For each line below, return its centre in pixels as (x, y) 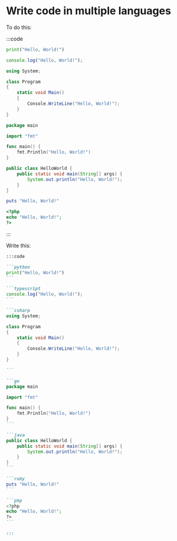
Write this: (19, 245)
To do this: (19, 27)
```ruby (16, 479)
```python (18, 267)
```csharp (18, 311)
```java (16, 435)
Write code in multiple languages (88, 11)
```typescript (24, 289)
